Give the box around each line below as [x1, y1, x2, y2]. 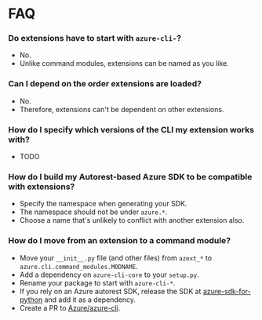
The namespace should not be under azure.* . [19, 207, 168, 216]
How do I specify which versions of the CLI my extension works [8, 124, 255, 135]
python [19, 295, 43, 304]
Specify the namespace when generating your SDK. [19, 199, 187, 209]
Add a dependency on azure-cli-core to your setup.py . [19, 270, 199, 279]
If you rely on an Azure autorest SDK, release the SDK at [19, 286, 202, 296]
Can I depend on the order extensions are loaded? [8, 78, 202, 89]
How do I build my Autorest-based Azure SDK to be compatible [8, 172, 253, 182]
